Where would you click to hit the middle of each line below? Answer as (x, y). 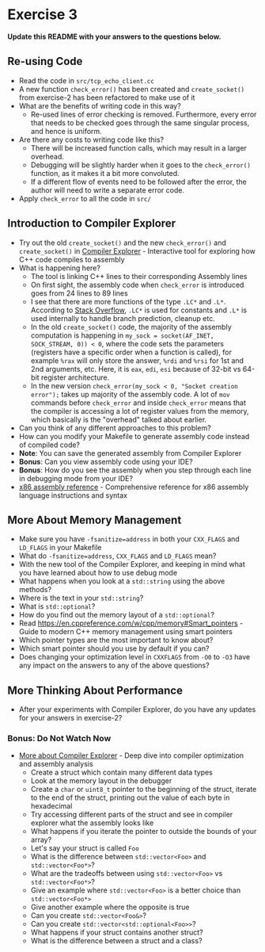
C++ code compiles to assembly (72, 259)
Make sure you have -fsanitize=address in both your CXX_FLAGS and (129, 539)
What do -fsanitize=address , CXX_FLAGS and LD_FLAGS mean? (117, 556)
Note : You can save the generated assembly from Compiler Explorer (130, 453)
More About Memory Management (95, 520)
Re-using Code (45, 61)
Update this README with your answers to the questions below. (115, 36)
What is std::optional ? (57, 606)
